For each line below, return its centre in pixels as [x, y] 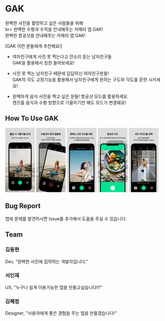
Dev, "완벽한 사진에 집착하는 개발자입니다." [47, 261]
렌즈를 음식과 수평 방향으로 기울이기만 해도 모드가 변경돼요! [69, 102]
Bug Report [23, 206]
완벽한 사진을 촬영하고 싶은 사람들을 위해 [44, 23]
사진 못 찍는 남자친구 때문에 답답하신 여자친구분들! [60, 73]
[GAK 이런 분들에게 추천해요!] [34, 46]
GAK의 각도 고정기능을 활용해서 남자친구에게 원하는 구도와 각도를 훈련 [80, 80]
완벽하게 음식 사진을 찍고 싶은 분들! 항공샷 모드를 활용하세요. [70, 96]
